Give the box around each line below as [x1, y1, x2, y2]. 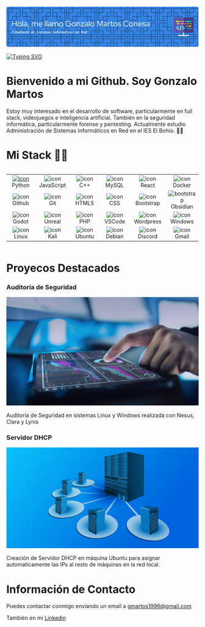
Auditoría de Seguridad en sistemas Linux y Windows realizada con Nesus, [6, 411, 195, 419]
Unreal [44, 218, 61, 225]
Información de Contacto [6, 582, 136, 596]
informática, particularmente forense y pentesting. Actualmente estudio [6, 120, 186, 128]
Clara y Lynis [6, 418, 39, 425]
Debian [106, 233, 124, 240]
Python [12, 181, 30, 189]
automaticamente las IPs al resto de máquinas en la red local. [6, 561, 160, 568]
